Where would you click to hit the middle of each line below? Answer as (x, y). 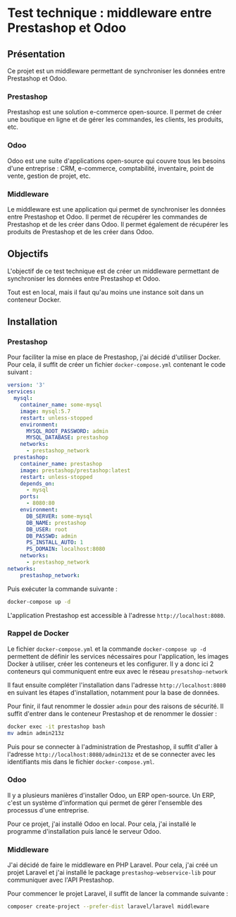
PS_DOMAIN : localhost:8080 (66, 549)
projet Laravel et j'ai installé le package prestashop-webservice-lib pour (112, 873)
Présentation (36, 54)
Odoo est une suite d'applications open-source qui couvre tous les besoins (116, 161)
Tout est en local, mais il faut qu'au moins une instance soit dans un (106, 292)
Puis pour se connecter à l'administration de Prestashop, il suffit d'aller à (113, 746)
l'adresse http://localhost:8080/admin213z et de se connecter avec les (112, 754)
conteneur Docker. (34, 299)
